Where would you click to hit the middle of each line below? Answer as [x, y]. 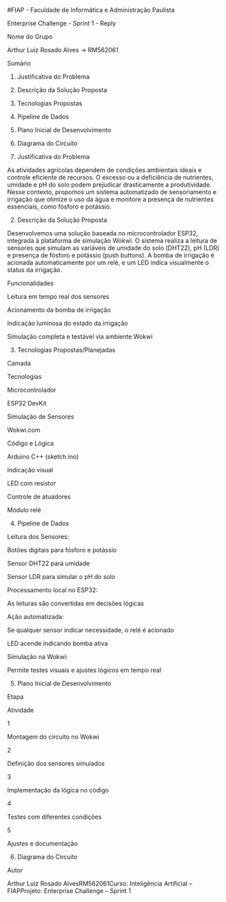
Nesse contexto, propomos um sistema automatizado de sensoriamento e [112, 192]
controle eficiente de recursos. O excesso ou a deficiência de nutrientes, [110, 177]
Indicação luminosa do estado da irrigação [68, 323]
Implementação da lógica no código [58, 790]
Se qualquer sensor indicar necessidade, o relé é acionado [91, 630]
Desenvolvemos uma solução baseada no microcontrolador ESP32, [103, 233]
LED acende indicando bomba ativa [58, 643]
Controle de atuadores [39, 496]
